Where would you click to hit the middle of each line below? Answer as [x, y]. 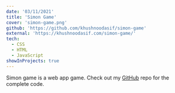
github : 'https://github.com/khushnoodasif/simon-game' [76, 28]
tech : [13, 39]
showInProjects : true [33, 61]
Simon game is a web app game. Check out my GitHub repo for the [88, 78]
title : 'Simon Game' [32, 17]
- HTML [20, 50]
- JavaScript [27, 55]
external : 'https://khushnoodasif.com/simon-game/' [71, 34]
